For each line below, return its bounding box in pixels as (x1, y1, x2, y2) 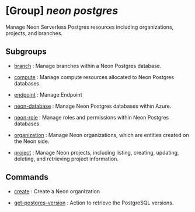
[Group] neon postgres (5, 4, 119, 18)
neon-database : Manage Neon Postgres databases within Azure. (13, 102, 172, 110)
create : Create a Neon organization (13, 187, 100, 194)
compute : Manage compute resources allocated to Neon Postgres (13, 73, 175, 80)
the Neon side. (13, 138, 50, 145)
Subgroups (5, 47, 47, 57)
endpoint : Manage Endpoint (13, 91, 82, 98)
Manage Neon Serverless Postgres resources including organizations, (5, 23, 174, 30)
